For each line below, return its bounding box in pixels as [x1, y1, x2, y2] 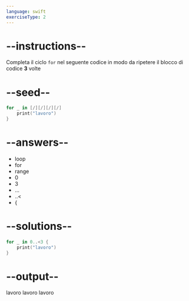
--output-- [6, 270, 59, 283]
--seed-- [6, 86, 51, 99]
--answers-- [6, 136, 69, 149]
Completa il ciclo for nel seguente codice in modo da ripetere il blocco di [6, 59, 184, 66]
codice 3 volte [6, 65, 41, 72]
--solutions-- [6, 220, 72, 233]
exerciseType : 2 [6, 14, 46, 20]
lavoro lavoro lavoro [6, 289, 54, 296]
